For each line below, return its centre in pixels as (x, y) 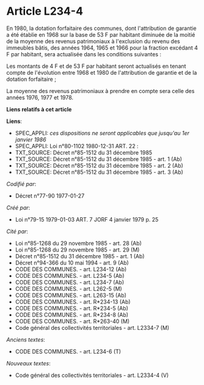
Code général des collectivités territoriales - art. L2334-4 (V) (92, 375)
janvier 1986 (31, 140)
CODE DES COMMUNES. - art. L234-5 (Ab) (70, 275)
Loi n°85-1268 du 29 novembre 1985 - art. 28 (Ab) (78, 243)
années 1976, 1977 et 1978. (40, 97)
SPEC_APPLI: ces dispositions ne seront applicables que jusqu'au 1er (102, 133)
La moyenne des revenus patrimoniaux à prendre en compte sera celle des (100, 91)
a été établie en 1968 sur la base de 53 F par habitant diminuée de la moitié (101, 34)
